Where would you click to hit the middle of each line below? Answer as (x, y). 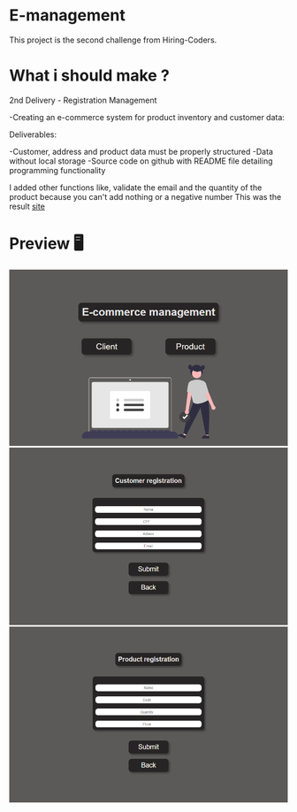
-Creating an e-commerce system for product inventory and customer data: (147, 117)
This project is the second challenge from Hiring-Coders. (113, 40)
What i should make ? (89, 76)
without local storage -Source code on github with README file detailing (141, 161)
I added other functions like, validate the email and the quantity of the (136, 188)
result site (27, 206)
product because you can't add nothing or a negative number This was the (145, 196)
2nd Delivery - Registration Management (83, 100)
